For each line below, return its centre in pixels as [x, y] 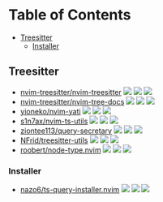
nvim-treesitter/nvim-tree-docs [72, 101]
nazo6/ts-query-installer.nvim [70, 190]
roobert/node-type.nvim [60, 150]
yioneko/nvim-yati [50, 111]
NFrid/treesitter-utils [54, 140]
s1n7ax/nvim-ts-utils [54, 121]
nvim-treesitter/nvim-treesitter [71, 92]
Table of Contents [70, 15]
